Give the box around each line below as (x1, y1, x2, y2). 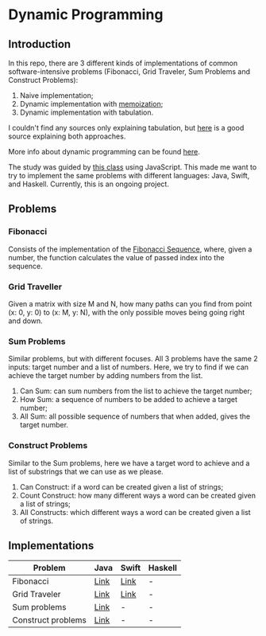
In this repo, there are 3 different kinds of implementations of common (8, 58, 238, 68)
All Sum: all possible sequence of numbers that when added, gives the (19, 412, 251, 421)
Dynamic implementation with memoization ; (19, 99, 164, 108)
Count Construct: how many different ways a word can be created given (19, 490, 256, 500)
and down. (8, 316, 44, 326)
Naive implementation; (19, 91, 94, 100)
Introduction (8, 37, 71, 51)
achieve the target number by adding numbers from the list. (8, 371, 203, 380)
